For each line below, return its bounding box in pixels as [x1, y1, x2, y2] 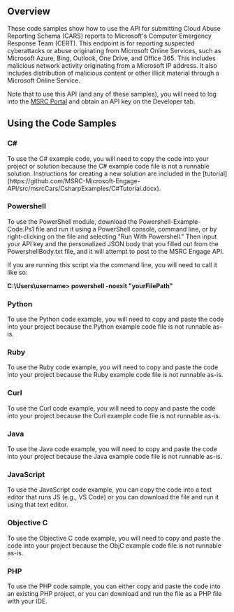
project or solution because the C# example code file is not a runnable [7, 162, 210, 170]
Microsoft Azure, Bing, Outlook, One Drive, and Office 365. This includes [7, 54, 217, 62]
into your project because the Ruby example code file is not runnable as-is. [7, 371, 224, 379]
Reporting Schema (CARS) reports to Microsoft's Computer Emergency [7, 31, 212, 40]
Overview [7, 6, 51, 17]
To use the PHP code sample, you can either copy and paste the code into [7, 582, 221, 590]
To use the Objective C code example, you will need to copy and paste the [7, 534, 221, 542]
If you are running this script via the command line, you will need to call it [7, 260, 218, 269]
